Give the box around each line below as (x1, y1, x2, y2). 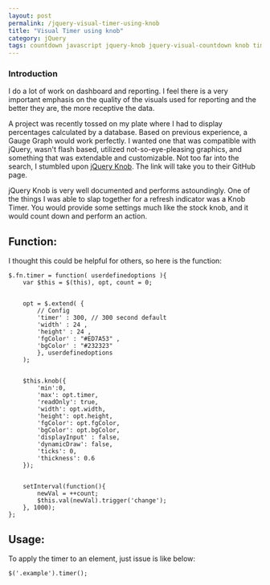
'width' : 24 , (37, 321, 88, 329)
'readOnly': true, (37, 399, 99, 407)
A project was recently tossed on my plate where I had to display (8, 119, 223, 129)
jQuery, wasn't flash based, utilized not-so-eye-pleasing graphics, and (8, 145, 243, 154)
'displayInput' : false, (37, 433, 121, 442)
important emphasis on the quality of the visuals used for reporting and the (8, 95, 257, 104)
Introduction (8, 68, 58, 80)
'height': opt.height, (37, 412, 113, 420)
